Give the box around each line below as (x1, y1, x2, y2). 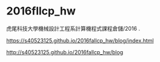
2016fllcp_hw (6, 4, 76, 18)
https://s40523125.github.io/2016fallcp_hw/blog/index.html (6, 37, 154, 44)
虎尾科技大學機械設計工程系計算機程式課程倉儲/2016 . (6, 25, 141, 32)
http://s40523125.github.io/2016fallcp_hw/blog (6, 48, 124, 55)
